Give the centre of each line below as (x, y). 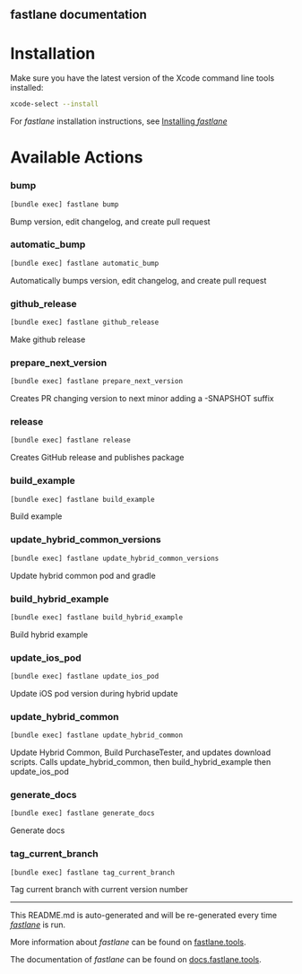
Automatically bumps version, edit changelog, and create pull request (138, 280)
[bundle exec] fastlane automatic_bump (85, 263)
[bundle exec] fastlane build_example (82, 499)
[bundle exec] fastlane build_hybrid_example (96, 617)
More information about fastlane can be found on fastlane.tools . (128, 943)
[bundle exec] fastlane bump (65, 204)
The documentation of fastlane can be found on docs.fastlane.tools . (136, 960)
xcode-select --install (55, 104)
